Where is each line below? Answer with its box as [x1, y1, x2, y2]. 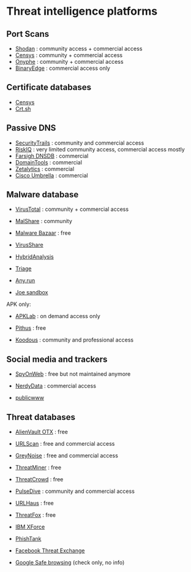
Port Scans [6, 29, 50, 39]
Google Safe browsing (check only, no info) [15, 559, 125, 566]
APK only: [6, 300, 31, 308]
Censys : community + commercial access [15, 51, 123, 59]
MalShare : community [15, 218, 72, 225]
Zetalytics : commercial [15, 165, 75, 172]
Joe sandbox [15, 289, 48, 296]
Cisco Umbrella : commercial [15, 172, 88, 179]
